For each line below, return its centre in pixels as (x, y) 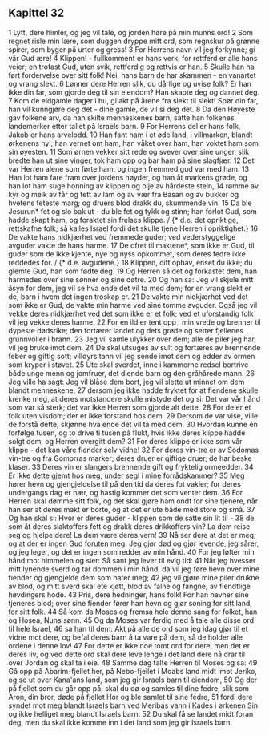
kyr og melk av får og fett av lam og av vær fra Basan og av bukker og (124, 194)
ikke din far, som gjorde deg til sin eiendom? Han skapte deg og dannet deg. (134, 92)
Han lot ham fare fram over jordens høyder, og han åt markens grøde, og (128, 177)
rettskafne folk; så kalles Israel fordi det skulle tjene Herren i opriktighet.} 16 (133, 228)
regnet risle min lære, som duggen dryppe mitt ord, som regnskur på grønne (134, 41)
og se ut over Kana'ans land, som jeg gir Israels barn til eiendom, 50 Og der (133, 680)
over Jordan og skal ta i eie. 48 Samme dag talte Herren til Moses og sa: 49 (133, 662)
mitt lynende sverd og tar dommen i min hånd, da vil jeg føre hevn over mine (134, 569)
